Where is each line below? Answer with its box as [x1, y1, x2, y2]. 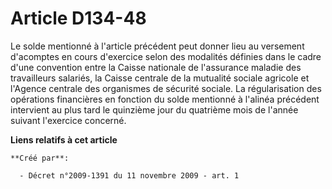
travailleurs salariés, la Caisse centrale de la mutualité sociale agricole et [10, 72, 310, 84]
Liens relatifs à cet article [10, 133, 118, 146]
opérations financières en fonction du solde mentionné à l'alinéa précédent [10, 93, 320, 105]
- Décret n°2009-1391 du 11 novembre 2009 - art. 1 [19, 170, 240, 181]
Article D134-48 [10, 7, 147, 30]
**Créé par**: [10, 153, 70, 163]
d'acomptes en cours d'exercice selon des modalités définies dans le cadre [10, 50, 322, 62]
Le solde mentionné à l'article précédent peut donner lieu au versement [10, 40, 305, 52]
